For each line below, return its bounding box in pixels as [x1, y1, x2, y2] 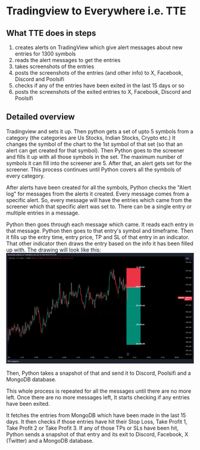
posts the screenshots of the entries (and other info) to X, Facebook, [14, 69, 183, 76]
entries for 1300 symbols [14, 50, 76, 57]
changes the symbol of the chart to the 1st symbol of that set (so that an [6, 140, 183, 148]
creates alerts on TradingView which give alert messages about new [14, 44, 183, 51]
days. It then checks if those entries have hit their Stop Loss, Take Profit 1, [6, 418, 187, 425]
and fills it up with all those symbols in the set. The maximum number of [6, 153, 183, 160]
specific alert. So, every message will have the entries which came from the [6, 196, 192, 204]
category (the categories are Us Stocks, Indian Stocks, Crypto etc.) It [6, 134, 176, 141]
